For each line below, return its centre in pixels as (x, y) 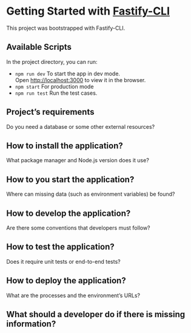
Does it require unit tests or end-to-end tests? (63, 261)
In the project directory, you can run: (52, 61)
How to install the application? (65, 146)
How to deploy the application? (66, 281)
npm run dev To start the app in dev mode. (67, 74)
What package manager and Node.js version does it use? (78, 160)
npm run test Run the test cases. (56, 93)
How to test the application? (61, 247)
